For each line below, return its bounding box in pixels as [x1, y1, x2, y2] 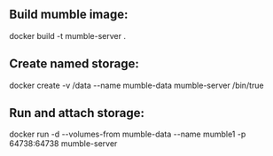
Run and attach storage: [9, 105, 144, 121]
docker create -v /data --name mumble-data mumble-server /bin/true [9, 80, 264, 90]
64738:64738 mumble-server [9, 138, 118, 149]
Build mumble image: [9, 7, 129, 22]
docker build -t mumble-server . [9, 30, 127, 41]
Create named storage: [9, 57, 139, 72]
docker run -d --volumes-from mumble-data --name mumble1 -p [9, 129, 246, 140]
